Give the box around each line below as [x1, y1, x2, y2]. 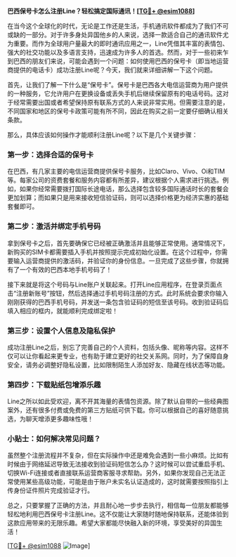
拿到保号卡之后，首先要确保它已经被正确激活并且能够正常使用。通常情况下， [7, 239, 229, 247]
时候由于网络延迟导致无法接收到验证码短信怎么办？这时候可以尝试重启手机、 [7, 460, 229, 468]
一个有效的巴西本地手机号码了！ [19, 265, 112, 273]
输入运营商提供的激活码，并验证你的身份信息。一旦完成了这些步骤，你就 [13, 256, 223, 265]
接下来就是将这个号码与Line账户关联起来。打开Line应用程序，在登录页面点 [7, 280, 223, 289]
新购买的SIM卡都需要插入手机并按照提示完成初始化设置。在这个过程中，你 [7, 247, 222, 256]
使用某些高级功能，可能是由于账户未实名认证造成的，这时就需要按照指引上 [13, 478, 229, 486]
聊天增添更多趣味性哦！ [25, 414, 93, 424]
